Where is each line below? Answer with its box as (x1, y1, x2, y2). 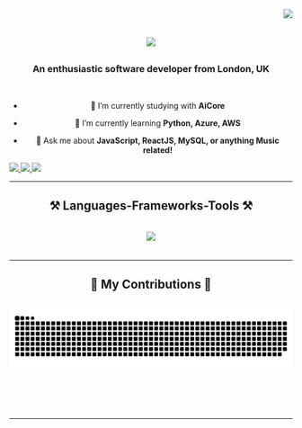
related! (142, 145, 173, 156)
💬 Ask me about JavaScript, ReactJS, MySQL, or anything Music (35, 135, 280, 147)
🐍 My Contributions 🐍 (90, 276, 212, 291)
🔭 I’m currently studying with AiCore (90, 101, 226, 111)
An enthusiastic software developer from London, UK (32, 63, 270, 76)
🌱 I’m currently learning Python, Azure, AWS (75, 118, 241, 129)
